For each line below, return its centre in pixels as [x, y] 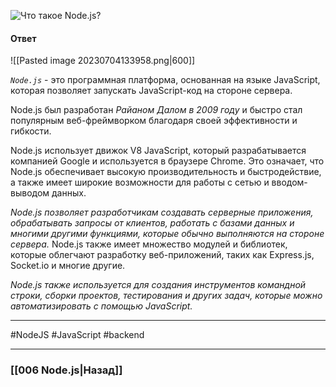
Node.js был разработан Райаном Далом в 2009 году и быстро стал [156, 110]
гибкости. [31, 131]
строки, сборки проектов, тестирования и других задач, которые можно [166, 296]
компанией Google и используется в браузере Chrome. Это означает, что [167, 161]
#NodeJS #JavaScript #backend [77, 335]
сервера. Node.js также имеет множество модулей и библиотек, [149, 244]
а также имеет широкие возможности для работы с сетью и [140, 182]
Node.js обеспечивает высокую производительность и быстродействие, [166, 172]
